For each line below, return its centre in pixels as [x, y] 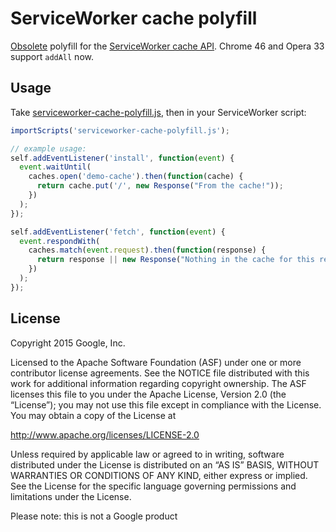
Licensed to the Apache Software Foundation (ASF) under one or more [156, 362]
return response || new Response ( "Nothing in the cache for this [175, 260]
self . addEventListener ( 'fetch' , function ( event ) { [118, 232]
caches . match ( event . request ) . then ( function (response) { [147, 250]
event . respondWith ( [60, 241]
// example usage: [48, 148]
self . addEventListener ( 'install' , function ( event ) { [122, 158]
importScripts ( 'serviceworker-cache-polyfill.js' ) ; [120, 130]
